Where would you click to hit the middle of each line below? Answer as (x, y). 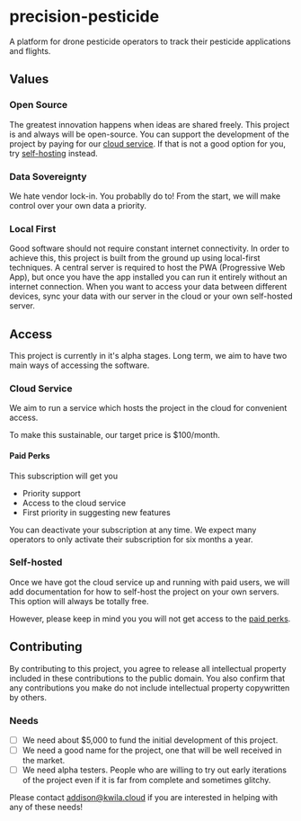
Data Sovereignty (48, 176)
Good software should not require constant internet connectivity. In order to (150, 248)
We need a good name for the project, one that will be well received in (152, 750)
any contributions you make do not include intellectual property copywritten (150, 687)
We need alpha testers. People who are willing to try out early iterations (155, 770)
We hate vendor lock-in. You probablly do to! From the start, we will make (145, 196)
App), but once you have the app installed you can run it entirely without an (148, 277)
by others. (28, 697)
